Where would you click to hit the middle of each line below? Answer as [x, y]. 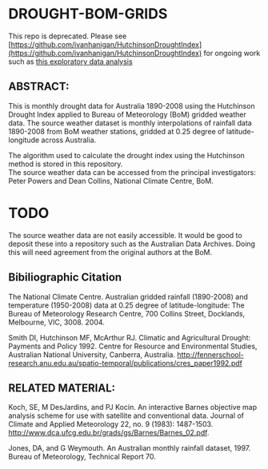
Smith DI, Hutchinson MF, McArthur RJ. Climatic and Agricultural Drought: [130, 337]
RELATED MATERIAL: [62, 388]
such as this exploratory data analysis [71, 62]
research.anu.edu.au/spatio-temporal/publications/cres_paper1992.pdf [125, 363]
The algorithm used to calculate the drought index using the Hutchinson [127, 155]
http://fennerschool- [210, 354]
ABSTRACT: [39, 87]
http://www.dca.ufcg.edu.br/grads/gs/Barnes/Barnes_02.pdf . [109, 433]
